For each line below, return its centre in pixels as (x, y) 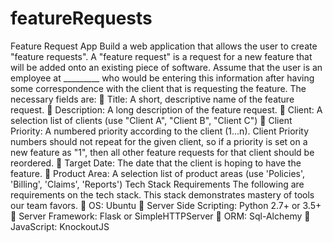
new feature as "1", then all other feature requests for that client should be (162, 152)
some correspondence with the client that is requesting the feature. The (158, 88)
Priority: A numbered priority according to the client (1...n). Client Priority (160, 131)
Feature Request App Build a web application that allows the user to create (164, 46)
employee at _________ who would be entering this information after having (162, 78)
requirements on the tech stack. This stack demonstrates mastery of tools (162, 194)
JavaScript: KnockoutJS (60, 226)
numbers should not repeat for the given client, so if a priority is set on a (159, 141)
